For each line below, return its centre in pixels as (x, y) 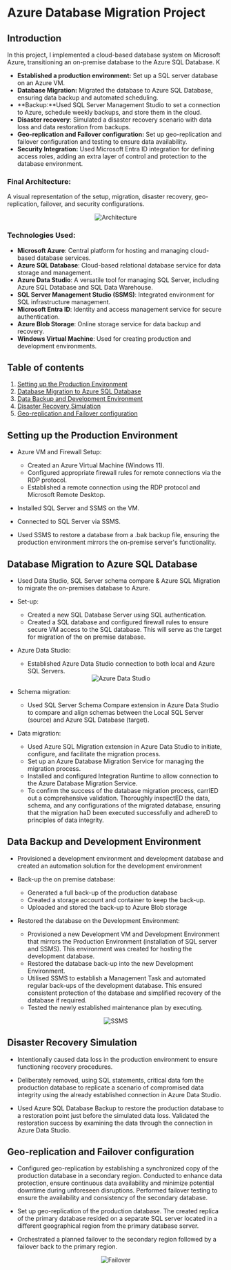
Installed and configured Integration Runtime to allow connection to (123, 776)
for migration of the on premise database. (87, 637)
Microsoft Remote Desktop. (66, 495)
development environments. (57, 346)
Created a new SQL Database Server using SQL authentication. (117, 615)
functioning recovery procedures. (65, 1067)
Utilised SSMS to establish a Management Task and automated (117, 978)
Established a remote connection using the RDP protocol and (114, 487)
